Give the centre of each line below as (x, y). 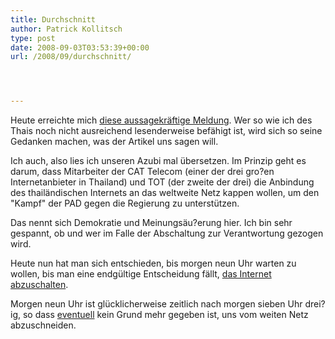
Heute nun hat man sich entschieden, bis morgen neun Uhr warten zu (153, 263)
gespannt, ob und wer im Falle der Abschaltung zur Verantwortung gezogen (167, 233)
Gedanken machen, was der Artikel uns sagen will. (114, 142)
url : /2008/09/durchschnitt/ (71, 57)
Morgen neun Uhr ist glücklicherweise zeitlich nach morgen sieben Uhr (156, 304)
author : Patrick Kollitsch (66, 29)
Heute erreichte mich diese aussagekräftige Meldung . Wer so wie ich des (161, 120)
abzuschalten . (39, 285)
